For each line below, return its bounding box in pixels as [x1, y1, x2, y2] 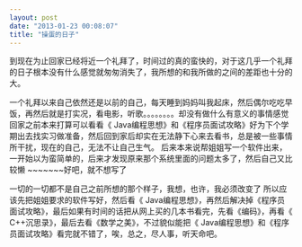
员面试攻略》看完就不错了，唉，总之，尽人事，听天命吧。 [9, 228, 222, 239]
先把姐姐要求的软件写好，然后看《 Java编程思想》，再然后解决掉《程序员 [16, 195, 286, 206]
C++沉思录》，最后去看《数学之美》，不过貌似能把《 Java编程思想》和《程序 [9, 217, 289, 228]
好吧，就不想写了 [63, 164, 128, 175]
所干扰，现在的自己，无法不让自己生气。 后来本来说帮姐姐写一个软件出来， [9, 142, 288, 153]
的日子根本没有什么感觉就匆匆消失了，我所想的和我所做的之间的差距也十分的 [9, 66, 293, 77]
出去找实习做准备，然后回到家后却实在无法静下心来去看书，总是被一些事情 [16, 131, 293, 142]
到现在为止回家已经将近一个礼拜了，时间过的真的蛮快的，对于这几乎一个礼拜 [9, 56, 293, 66]
